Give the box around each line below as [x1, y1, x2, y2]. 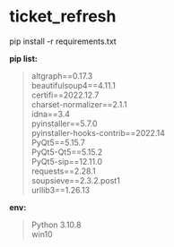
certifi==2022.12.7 [30, 89, 100, 100]
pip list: [9, 53, 38, 64]
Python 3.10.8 [30, 219, 82, 230]
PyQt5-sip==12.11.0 [30, 156, 103, 166]
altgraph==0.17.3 [30, 70, 93, 81]
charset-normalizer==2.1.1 [30, 98, 127, 109]
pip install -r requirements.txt [9, 36, 117, 47]
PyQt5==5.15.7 [30, 137, 85, 148]
